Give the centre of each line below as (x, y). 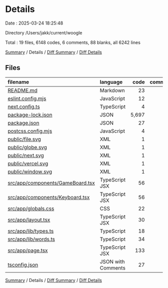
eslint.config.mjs (27, 98)
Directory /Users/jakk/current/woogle (44, 32)
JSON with (112, 261)
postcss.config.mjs (30, 131)
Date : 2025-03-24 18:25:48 (34, 23)
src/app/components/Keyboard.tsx (49, 197)
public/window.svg (30, 171)
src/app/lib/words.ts (31, 239)
